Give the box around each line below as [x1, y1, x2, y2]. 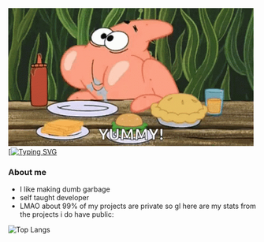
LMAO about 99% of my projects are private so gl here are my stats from [19, 201, 256, 211]
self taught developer [19, 193, 90, 203]
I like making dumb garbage [19, 184, 110, 194]
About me [8, 166, 47, 177]
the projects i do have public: [19, 210, 114, 219]
